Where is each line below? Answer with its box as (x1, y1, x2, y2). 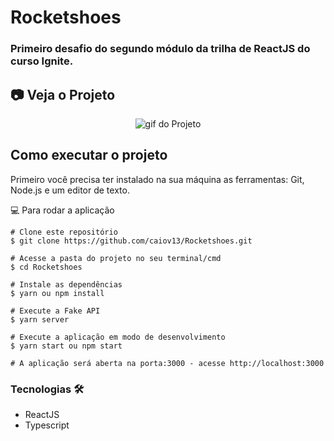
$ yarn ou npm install (10, 288, 105, 298)
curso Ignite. (10, 54, 74, 68)
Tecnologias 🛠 (10, 382, 85, 396)
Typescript (24, 419, 70, 431)
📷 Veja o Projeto (10, 86, 116, 103)
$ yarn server (10, 314, 70, 325)
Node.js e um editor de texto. (10, 184, 130, 196)
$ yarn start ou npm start (10, 341, 123, 351)
